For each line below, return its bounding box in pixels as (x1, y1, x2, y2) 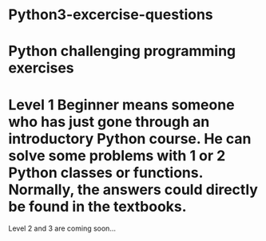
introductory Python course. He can (8, 129, 252, 148)
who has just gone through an (8, 113, 210, 131)
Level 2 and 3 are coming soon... (8, 223, 116, 233)
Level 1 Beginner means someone (8, 96, 235, 113)
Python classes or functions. (8, 164, 204, 181)
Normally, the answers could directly (8, 180, 258, 199)
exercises (8, 59, 74, 77)
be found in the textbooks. (8, 197, 187, 215)
